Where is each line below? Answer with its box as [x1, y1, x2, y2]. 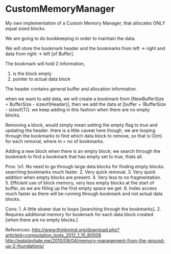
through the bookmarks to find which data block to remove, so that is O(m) [5, 132, 162, 138]
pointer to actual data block [12, 76, 70, 82]
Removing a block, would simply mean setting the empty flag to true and [5, 122, 158, 128]
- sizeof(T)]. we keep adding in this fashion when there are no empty [5, 106, 150, 112]
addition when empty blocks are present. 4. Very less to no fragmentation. [5, 174, 162, 180]
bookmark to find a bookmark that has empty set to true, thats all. [5, 153, 143, 159]
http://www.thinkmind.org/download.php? [31, 226, 120, 233]
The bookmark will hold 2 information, [5, 60, 85, 66]
